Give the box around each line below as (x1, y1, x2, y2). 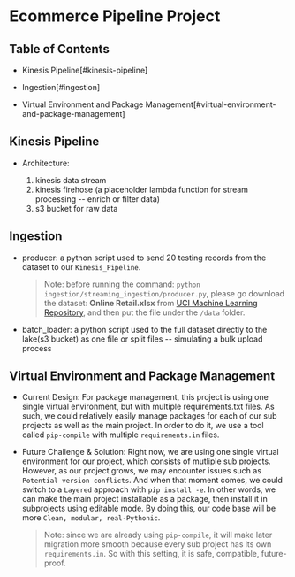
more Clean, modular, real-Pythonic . (21, 512, 161, 523)
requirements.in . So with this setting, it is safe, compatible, (43, 549, 260, 559)
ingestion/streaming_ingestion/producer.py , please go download (43, 288, 285, 298)
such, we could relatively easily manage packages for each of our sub (21, 411, 277, 421)
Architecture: (21, 158, 70, 168)
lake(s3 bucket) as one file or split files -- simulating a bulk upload (21, 334, 263, 344)
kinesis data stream (34, 174, 107, 185)
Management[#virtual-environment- (145, 99, 276, 110)
